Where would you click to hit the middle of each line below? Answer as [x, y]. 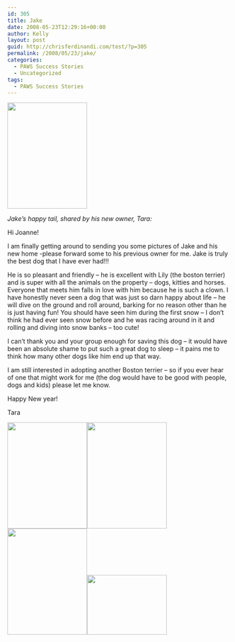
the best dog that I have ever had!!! [58, 261]
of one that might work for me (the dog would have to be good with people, [117, 378]
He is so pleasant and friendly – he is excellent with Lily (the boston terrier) [116, 275]
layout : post [27, 40]
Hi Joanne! [23, 233]
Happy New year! [33, 399]
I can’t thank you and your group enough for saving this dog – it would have [117, 341]
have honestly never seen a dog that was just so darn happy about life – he [117, 297]
